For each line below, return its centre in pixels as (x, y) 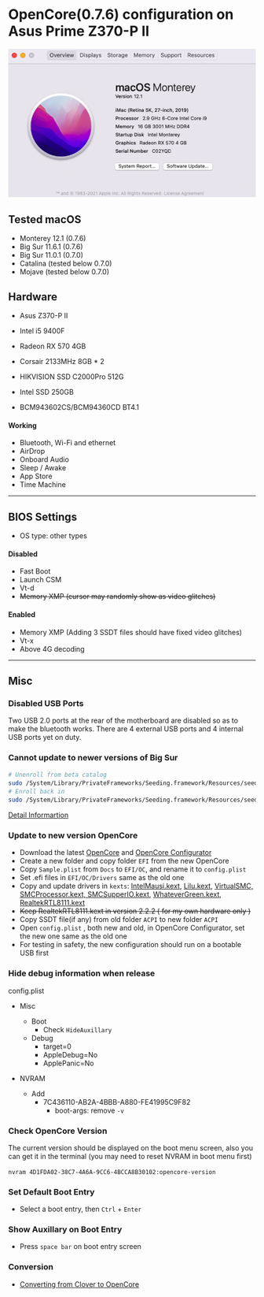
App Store (36, 476)
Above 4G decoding (52, 648)
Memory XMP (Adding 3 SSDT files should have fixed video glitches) (130, 632)
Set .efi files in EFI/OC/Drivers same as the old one (102, 878)
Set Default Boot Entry (51, 1191)
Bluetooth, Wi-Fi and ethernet (68, 443)
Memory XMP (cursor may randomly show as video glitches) (117, 596)
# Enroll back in (37, 792)
